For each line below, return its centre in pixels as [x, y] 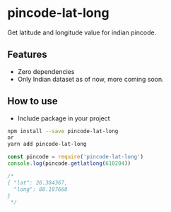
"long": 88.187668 [41, 189]
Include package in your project [64, 118]
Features [27, 55]
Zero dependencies [46, 71]
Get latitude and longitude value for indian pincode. [82, 32]
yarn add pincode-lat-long [47, 144]
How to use [33, 101]
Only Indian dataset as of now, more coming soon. [90, 79]
